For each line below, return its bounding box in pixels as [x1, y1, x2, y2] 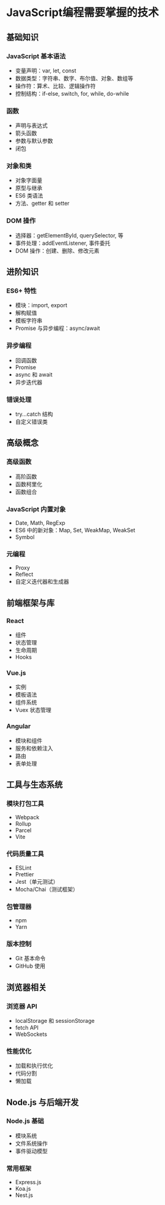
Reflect [15, 571, 34, 578]
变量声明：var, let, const [15, 67, 76, 74]
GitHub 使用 [15, 962, 46, 970]
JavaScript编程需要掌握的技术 [6, 6, 159, 20]
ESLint [15, 864, 32, 871]
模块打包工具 [6, 799, 45, 808]
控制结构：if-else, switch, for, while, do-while [15, 90, 130, 97]
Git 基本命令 [15, 955, 46, 962]
